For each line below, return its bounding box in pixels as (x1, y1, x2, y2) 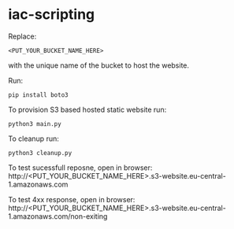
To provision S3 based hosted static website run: (8, 105, 167, 114)
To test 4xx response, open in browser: (8, 194, 136, 204)
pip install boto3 (8, 90, 69, 99)
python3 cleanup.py (8, 149, 72, 157)
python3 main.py (8, 120, 61, 127)
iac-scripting (8, 6, 95, 24)
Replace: (8, 31, 37, 41)
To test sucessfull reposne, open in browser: (8, 163, 153, 172)
